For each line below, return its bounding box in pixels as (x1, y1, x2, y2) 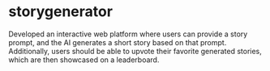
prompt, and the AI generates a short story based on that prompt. (8, 37, 227, 47)
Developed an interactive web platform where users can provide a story (8, 29, 248, 39)
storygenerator (8, 2, 114, 21)
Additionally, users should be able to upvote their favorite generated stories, (8, 46, 262, 56)
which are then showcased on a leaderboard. (8, 55, 160, 65)
